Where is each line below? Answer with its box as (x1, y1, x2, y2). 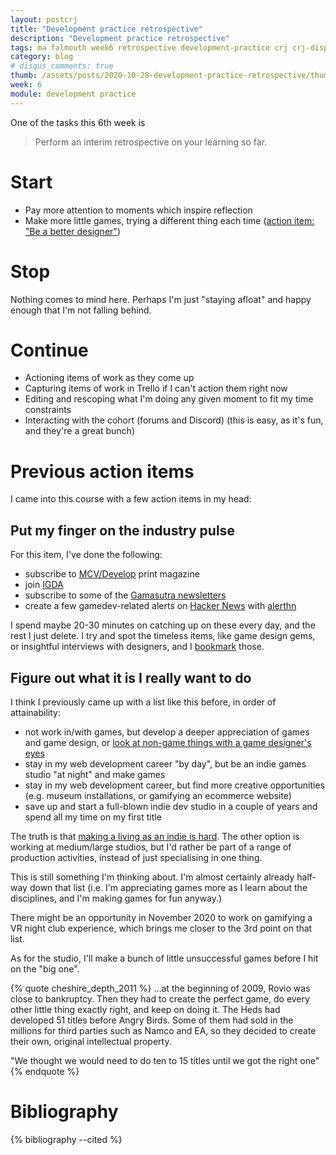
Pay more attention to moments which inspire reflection (24, 204, 253, 216)
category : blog (10, 52, 74, 62)
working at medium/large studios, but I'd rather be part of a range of (10, 841, 292, 853)
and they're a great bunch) (24, 425, 135, 437)
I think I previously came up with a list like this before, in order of (10, 696, 277, 708)
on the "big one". (10, 963, 80, 975)
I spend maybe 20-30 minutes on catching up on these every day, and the (10, 619, 316, 631)
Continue (10, 339, 89, 361)
